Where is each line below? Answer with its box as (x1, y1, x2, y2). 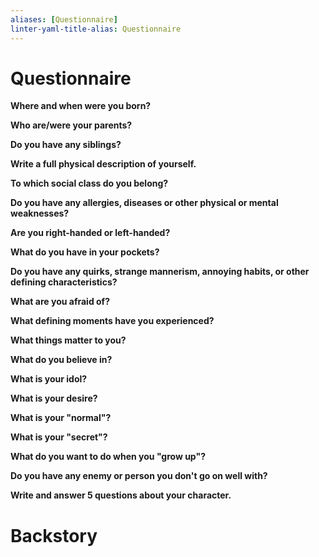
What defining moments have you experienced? (10, 315, 215, 327)
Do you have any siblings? (10, 139, 122, 151)
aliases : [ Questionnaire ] (10, 14, 118, 25)
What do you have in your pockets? (10, 246, 160, 258)
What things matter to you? (10, 334, 127, 346)
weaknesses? (10, 207, 70, 220)
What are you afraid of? (10, 296, 111, 308)
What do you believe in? (10, 354, 113, 366)
